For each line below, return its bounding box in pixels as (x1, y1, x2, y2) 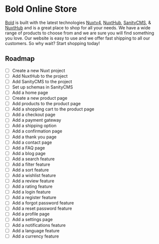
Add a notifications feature (12, 222, 66, 228)
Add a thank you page (12, 133, 57, 140)
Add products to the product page (12, 101, 81, 107)
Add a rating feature (12, 183, 53, 189)
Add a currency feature (12, 233, 60, 239)
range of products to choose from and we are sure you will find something (5, 30, 155, 36)
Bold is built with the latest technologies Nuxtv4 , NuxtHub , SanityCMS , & (5, 20, 151, 25)
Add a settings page (12, 217, 53, 222)
